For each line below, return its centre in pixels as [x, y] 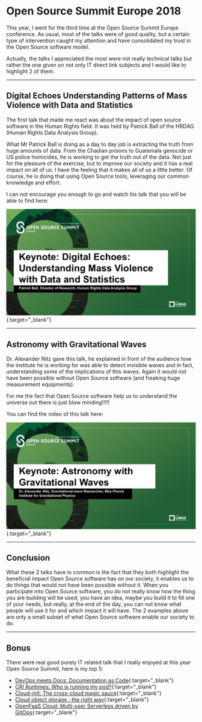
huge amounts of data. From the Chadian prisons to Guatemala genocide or [100, 150]
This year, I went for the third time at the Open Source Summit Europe [92, 28]
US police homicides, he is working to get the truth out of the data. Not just [99, 157]
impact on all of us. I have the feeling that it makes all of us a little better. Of [99, 170]
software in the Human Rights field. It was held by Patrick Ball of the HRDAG [100, 126]
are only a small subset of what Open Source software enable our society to [100, 617]
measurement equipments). [41, 384]
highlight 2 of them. [31, 71]
